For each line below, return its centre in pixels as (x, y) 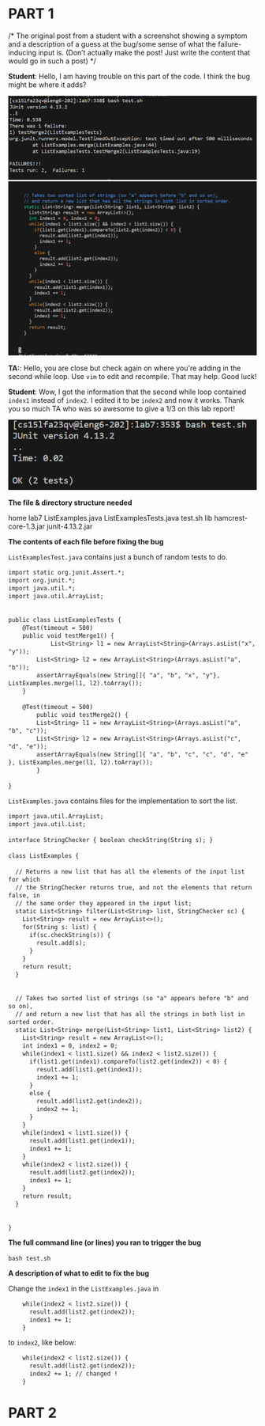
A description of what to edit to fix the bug (79, 1273)
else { (40, 1093)
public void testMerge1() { (68, 635)
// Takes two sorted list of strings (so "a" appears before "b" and (132, 998)
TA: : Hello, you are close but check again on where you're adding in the (125, 368)
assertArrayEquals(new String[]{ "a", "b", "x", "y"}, (129, 675)
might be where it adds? (47, 85)
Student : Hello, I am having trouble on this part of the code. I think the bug (129, 76)
